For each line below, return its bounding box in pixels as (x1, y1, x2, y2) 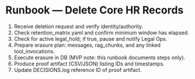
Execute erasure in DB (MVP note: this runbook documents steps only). (13, 54, 186, 61)
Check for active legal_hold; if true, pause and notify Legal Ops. (13, 35, 168, 42)
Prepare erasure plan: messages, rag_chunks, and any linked (13, 42, 161, 49)
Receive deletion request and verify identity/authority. (13, 23, 144, 30)
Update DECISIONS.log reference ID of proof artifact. (13, 66, 142, 73)
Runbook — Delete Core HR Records (5, 4, 184, 17)
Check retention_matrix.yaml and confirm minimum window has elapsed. (13, 29, 189, 36)
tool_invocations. (13, 47, 55, 54)
